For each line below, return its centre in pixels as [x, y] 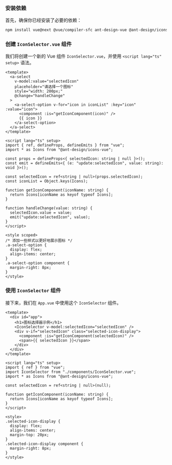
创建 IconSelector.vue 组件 [39, 44]
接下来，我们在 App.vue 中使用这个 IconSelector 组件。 [63, 303]
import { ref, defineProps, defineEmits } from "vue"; [65, 145]
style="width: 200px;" [39, 91]
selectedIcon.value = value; [41, 213]
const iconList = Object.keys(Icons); [47, 181]
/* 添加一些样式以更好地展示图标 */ [39, 241]
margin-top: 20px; [30, 435]
